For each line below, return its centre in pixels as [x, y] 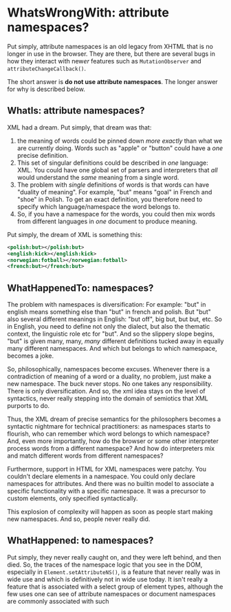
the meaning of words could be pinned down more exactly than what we [120, 141]
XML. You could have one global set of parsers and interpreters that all [117, 170]
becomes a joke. [31, 356]
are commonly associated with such [58, 601]
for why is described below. [46, 89]
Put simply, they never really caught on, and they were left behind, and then [114, 557]
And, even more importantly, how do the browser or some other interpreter [113, 441]
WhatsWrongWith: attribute [88, 13]
